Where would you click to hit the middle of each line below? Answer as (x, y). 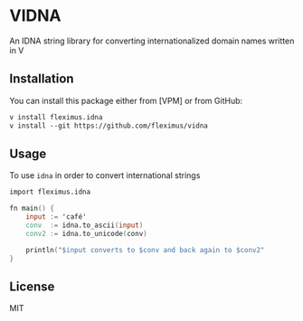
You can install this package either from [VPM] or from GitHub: (126, 100)
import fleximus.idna (50, 192)
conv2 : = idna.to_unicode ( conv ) (86, 233)
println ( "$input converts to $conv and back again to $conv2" (145, 250)
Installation (42, 79)
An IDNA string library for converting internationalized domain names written (152, 41)
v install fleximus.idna (56, 117)
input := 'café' (57, 217)
